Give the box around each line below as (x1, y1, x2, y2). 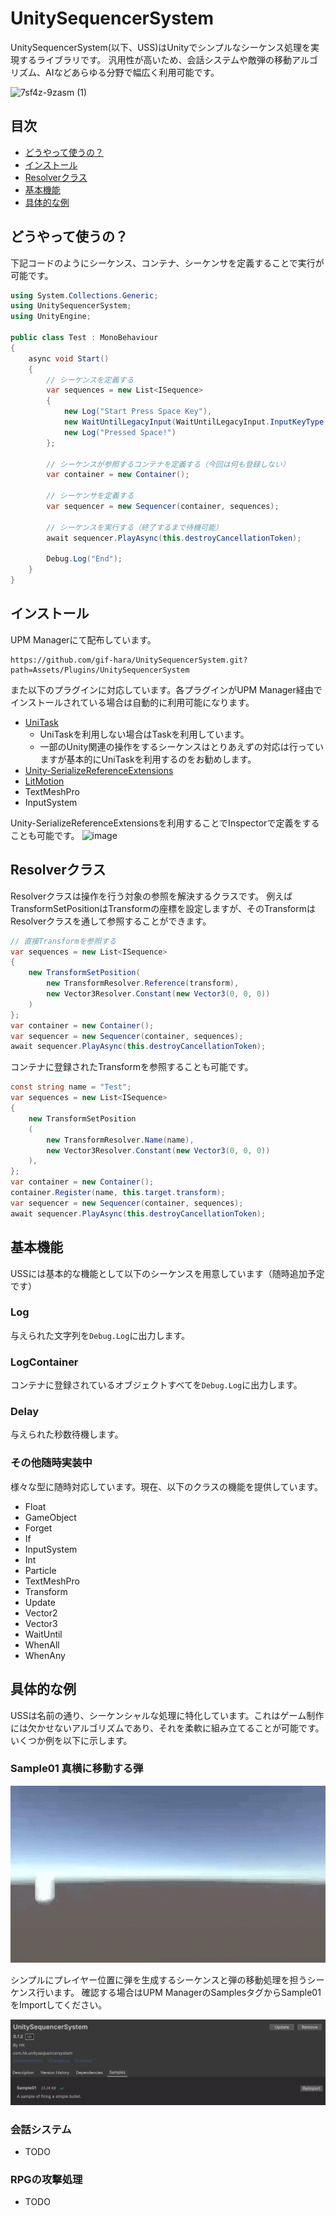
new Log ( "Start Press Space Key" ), (63, 407, 213, 417)
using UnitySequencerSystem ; (10, 301, 132, 311)
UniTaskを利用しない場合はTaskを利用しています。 (39, 728, 250, 740)
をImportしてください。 (10, 1999, 108, 2011)
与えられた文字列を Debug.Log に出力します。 (10, 1329, 191, 1341)
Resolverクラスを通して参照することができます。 (10, 915, 212, 927)
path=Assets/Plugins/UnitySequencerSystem (10, 665, 190, 675)
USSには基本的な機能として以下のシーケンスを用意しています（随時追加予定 (10, 1267, 325, 1279)
